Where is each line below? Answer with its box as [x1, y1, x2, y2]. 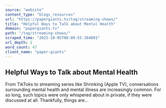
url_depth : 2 [5, 40, 33, 45]
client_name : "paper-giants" [5, 49, 66, 54]
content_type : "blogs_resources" [5, 12, 75, 17]
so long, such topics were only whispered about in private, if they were [5, 92, 152, 98]
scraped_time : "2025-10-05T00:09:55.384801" [5, 36, 100, 41]
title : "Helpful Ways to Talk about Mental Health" [5, 21, 116, 27]
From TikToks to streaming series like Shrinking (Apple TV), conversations [5, 81, 158, 87]
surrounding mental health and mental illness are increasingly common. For [5, 86, 161, 93]
